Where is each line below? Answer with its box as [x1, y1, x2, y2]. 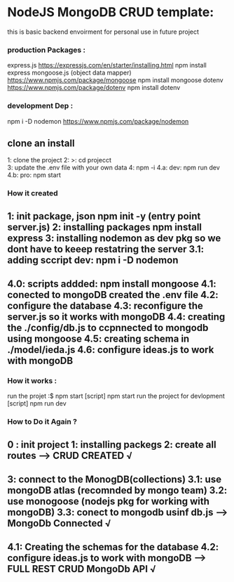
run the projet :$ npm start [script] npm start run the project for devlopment [7, 392, 226, 401]
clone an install [7, 137, 75, 149]
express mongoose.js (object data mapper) [7, 68, 132, 77]
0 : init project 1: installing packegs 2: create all [7, 439, 216, 451]
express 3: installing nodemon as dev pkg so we [7, 232, 221, 244]
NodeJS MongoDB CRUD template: [7, 4, 214, 20]
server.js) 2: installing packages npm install [7, 221, 202, 233]
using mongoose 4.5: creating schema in [7, 333, 190, 345]
